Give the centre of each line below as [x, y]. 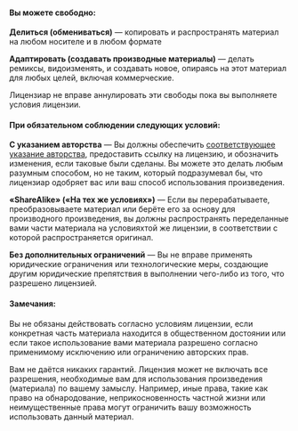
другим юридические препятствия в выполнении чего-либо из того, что [147, 274]
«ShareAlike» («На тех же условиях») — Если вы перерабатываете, [140, 199]
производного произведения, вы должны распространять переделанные [149, 219]
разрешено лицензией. [53, 283]
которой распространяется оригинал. [81, 238]
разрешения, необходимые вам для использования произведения [136, 378]
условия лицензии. [45, 105]
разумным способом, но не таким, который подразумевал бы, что [136, 173]
